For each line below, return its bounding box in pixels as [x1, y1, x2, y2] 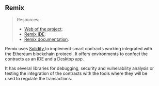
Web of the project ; [24, 26, 63, 32]
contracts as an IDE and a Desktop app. [5, 56, 84, 62]
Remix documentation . [24, 36, 69, 42]
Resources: [16, 16, 40, 22]
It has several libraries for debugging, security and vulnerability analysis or [5, 65, 154, 71]
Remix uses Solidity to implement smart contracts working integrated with [5, 45, 153, 51]
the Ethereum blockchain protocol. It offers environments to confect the [5, 51, 148, 57]
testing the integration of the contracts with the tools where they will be [5, 70, 148, 76]
